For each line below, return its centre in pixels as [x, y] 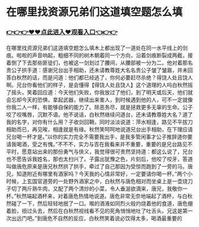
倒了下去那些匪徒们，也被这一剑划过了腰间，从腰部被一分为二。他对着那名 [102, 63]
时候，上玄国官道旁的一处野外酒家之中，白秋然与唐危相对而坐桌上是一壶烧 [97, 181]
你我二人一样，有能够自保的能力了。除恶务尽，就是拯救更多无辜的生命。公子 [99, 107]
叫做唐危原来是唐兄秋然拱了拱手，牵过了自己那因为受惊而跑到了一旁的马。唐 [99, 167]
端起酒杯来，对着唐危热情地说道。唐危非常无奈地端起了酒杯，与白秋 [110, 196]
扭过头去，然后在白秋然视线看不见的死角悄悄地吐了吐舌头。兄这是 [102, 211]
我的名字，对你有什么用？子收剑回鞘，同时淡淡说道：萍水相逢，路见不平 [94, 122]
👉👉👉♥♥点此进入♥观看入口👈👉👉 [62, 32]
